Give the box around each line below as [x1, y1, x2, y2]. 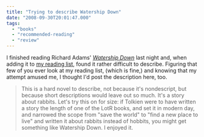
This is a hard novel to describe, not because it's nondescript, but [21, 85, 187, 92]
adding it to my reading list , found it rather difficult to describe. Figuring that [6, 60, 197, 68]
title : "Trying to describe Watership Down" [6, 9, 122, 15]
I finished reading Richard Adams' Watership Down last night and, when [6, 54, 188, 61]
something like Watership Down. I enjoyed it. [21, 124, 133, 131]
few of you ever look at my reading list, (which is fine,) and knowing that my [6, 67, 197, 74]
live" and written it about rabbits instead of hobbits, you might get [21, 118, 187, 125]
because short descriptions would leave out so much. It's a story [21, 92, 184, 99]
